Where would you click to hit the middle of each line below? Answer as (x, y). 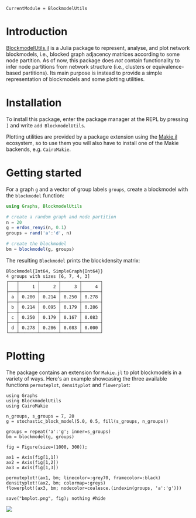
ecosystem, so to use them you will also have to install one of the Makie (92, 143)
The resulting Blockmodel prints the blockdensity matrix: (73, 260)
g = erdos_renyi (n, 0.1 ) (36, 228)
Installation (34, 103)
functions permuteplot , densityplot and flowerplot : (68, 385)
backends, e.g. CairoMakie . (39, 149)
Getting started (44, 173)
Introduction (37, 32)
